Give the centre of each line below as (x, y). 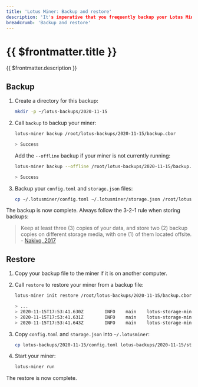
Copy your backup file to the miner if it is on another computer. (91, 273)
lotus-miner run (34, 367)
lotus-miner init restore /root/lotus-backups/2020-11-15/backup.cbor (103, 296)
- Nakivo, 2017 (38, 241)
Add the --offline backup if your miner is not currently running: (93, 155)
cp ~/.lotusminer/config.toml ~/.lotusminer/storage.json (87, 199)
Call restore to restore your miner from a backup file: (79, 285)
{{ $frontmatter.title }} (62, 52)
